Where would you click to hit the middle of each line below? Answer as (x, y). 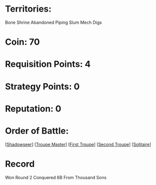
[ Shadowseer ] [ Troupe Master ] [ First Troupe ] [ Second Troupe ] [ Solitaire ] (78, 144)
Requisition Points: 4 (48, 64)
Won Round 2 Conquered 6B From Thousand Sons (56, 177)
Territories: (28, 9)
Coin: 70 (22, 42)
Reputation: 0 (33, 109)
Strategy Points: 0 (42, 86)
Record (20, 164)
